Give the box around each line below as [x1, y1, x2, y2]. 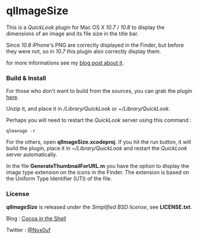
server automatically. [6, 151, 58, 158]
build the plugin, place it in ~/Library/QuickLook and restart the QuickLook [6, 145, 188, 152]
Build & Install [6, 74, 46, 82]
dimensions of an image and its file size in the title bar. [6, 30, 139, 37]
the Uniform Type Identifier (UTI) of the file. [6, 175, 113, 182]
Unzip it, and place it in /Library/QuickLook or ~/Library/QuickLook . [6, 105, 171, 112]
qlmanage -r [6, 128, 36, 134]
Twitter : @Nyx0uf [6, 226, 51, 233]
